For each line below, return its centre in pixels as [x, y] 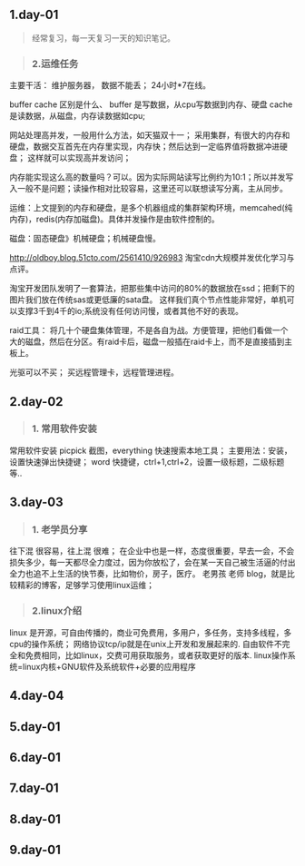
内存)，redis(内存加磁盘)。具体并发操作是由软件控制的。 [114, 219]
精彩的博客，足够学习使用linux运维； [85, 586]
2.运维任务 [55, 64]
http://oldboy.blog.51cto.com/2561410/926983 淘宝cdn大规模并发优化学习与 [152, 258]
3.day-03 [36, 502]
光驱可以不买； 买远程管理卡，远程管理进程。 [94, 372]
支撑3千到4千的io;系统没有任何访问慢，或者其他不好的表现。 [130, 311]
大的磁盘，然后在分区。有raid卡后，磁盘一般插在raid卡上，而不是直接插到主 [151, 342]
